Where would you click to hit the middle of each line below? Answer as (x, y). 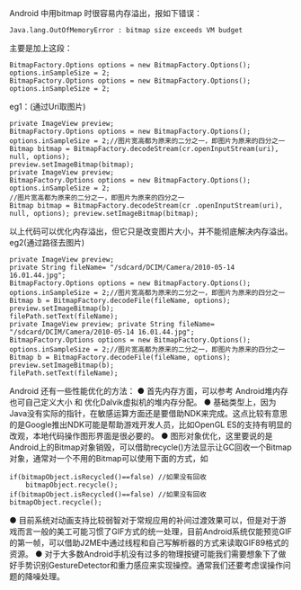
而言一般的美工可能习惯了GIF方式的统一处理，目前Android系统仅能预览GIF (154, 532)
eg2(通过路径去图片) (47, 242)
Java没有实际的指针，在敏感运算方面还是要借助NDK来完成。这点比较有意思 (149, 413)
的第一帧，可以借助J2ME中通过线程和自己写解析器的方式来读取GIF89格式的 (149, 543)
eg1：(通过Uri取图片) (48, 107)
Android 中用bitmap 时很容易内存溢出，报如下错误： (106, 13)
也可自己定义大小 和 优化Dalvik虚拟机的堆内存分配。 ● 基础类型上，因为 (143, 402)
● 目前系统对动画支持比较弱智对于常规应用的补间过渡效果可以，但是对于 (144, 520)
